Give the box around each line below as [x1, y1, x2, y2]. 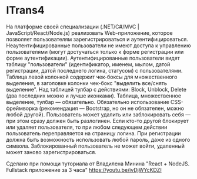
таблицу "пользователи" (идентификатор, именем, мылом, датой [6, 60, 171, 68]
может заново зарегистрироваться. [6, 148, 96, 155]
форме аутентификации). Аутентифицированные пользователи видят [6, 54, 181, 61]
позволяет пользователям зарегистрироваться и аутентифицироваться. [6, 35, 188, 43]
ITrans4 [6, 4, 45, 17]
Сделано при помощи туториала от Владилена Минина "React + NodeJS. [6, 160, 190, 167]
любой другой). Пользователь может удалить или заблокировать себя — [6, 110, 191, 118]
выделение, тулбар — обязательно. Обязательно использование [6, 98, 169, 105]
